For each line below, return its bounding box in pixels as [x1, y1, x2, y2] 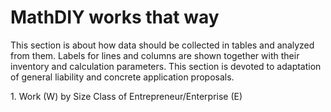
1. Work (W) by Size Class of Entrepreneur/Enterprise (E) [10, 90, 243, 102]
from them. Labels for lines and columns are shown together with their [10, 49, 300, 61]
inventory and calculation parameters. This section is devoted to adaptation [10, 60, 322, 72]
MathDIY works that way [10, 6, 220, 29]
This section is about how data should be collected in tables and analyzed [10, 39, 315, 51]
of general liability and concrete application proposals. [10, 71, 235, 83]
